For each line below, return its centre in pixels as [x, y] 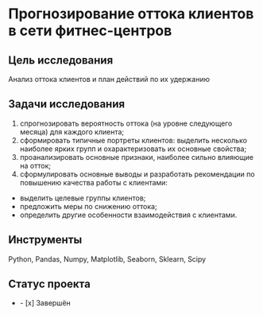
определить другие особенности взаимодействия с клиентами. [128, 215]
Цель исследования [61, 60]
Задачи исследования [67, 104]
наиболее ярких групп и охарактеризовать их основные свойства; [133, 149]
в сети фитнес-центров [90, 31]
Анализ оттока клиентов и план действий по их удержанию [109, 79]
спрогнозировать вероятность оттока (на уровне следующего [126, 123]
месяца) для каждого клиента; [72, 131]
